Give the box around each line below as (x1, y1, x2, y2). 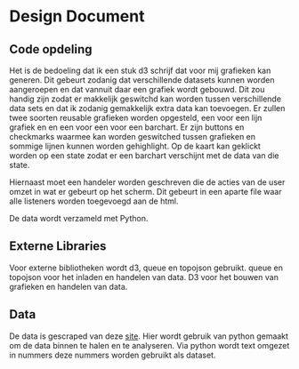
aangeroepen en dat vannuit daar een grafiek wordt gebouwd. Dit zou (9, 84, 265, 94)
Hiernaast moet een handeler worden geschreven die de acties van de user (9, 177, 286, 188)
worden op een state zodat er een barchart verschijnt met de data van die (9, 150, 279, 161)
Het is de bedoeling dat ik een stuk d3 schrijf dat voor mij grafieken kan (9, 65, 271, 76)
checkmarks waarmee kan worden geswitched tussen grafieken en (9, 132, 256, 141)
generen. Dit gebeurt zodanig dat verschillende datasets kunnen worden (9, 75, 275, 85)
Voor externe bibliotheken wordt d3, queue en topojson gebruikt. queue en (9, 262, 283, 273)
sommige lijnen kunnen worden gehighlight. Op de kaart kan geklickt (9, 140, 261, 151)
